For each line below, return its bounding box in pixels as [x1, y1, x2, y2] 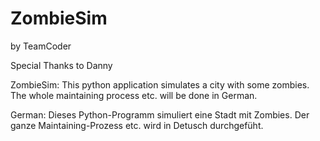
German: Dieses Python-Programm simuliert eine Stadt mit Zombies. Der [10, 108, 310, 121]
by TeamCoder [10, 40, 72, 52]
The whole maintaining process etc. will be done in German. [10, 89, 258, 101]
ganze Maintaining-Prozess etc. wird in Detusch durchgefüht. [10, 119, 264, 131]
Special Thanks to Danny [10, 59, 113, 71]
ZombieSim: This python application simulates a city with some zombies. [10, 78, 310, 91]
